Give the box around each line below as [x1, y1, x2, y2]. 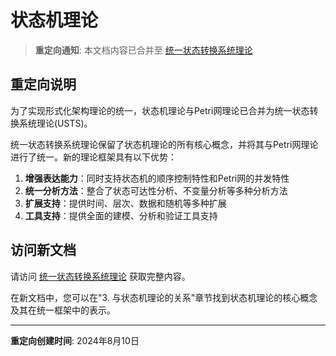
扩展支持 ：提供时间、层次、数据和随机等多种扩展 [24, 197, 227, 209]
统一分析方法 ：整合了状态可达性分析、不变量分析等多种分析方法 [24, 184, 288, 196]
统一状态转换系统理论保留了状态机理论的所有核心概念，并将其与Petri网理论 [10, 138, 319, 150]
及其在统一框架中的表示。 [10, 304, 116, 316]
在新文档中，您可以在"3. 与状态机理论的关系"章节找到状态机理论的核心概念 [10, 291, 318, 303]
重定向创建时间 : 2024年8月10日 [10, 334, 140, 346]
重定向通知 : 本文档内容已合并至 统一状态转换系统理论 [34, 44, 253, 56]
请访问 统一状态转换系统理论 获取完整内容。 [10, 270, 191, 282]
